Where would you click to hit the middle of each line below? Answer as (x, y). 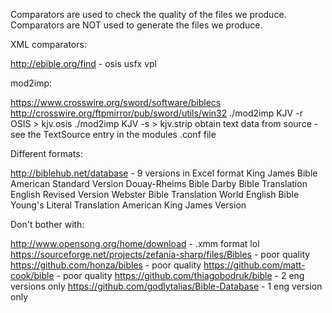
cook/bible (32, 275)
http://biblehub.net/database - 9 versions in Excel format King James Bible (164, 173)
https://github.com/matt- (254, 265)
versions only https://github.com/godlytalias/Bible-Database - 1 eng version (166, 286)
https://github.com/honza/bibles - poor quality (106, 265)
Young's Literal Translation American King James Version (128, 205)
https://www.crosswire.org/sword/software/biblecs (116, 102)
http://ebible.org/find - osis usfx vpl (83, 63)
